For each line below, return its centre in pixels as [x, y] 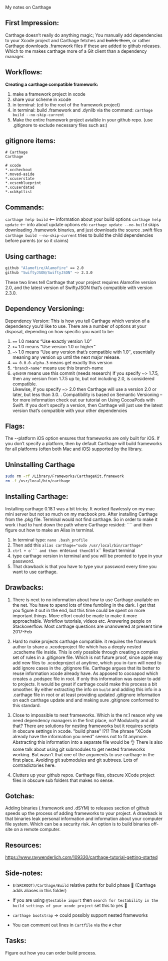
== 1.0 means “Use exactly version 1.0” [52, 341]
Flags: [15, 426]
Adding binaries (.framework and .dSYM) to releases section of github [77, 808]
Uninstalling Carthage [40, 464]
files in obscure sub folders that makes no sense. [63, 780]
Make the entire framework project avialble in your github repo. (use [82, 119]
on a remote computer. [37, 830]
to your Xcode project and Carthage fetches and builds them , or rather [78, 40]
